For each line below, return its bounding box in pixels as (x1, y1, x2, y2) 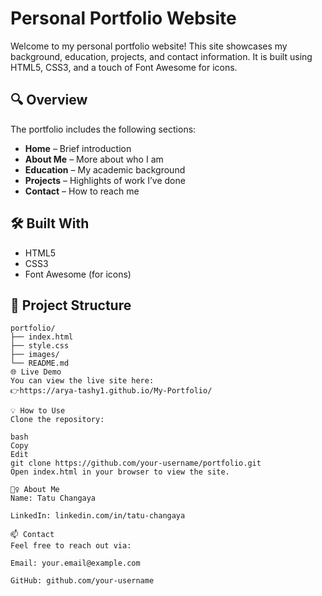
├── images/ (10, 350, 60, 360)
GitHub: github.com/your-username (10, 576, 155, 586)
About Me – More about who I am (24, 153, 164, 165)
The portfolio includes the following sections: (10, 123, 197, 135)
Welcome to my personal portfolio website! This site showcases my (10, 40, 288, 52)
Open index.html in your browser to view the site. (10, 467, 230, 477)
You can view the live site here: (10, 376, 155, 386)
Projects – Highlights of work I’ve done (24, 174, 186, 186)
